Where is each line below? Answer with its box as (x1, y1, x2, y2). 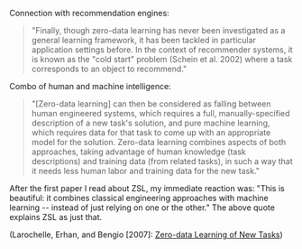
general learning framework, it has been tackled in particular (31, 35, 257, 45)
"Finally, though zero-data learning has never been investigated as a (31, 25, 286, 35)
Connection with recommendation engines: (9, 8, 169, 18)
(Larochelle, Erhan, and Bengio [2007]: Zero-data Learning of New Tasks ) (9, 229, 284, 240)
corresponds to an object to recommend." (31, 63, 188, 74)
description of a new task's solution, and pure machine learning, (31, 117, 270, 128)
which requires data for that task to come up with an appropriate (31, 127, 271, 138)
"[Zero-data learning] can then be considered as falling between (31, 98, 272, 109)
